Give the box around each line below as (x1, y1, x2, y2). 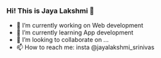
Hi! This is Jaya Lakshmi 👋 (6, 6, 95, 16)
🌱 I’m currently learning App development (16, 28, 134, 36)
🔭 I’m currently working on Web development (16, 22, 144, 30)
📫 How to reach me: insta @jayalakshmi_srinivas (16, 43, 155, 51)
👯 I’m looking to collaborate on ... (16, 36, 109, 44)
